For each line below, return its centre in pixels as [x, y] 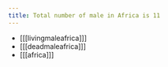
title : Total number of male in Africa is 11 [84, 15]
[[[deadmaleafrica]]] [53, 46]
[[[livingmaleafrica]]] [53, 38]
